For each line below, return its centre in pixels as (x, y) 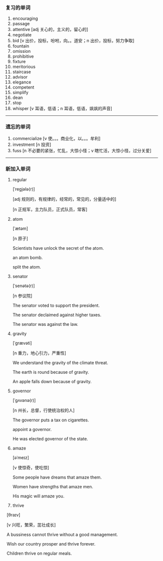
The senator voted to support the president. (56, 305)
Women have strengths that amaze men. (53, 486)
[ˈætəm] (20, 228)
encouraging (25, 18)
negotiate (22, 35)
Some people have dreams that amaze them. (57, 477)
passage (21, 24)
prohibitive (23, 56)
